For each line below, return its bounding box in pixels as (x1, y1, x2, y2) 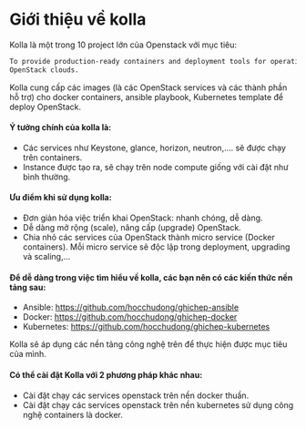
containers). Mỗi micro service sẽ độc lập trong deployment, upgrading (22, 241, 291, 252)
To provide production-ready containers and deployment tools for (9, 56, 267, 66)
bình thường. (22, 171, 71, 182)
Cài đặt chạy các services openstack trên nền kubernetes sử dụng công (22, 399, 294, 410)
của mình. (9, 349, 47, 360)
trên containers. (22, 151, 83, 163)
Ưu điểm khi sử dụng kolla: (9, 192, 112, 203)
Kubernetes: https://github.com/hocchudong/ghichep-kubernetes (22, 322, 270, 332)
